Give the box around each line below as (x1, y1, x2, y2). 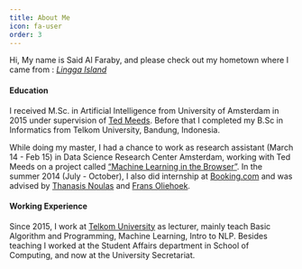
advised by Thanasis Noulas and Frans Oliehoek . (9, 180, 191, 190)
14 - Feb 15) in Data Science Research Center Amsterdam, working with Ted (9, 151, 291, 162)
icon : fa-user (9, 22, 63, 31)
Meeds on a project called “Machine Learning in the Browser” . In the (9, 161, 263, 172)
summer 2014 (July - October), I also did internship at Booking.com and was (9, 171, 293, 181)
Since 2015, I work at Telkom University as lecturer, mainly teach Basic (9, 220, 271, 231)
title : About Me (9, 13, 70, 23)
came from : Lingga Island (9, 64, 107, 75)
